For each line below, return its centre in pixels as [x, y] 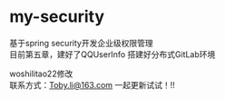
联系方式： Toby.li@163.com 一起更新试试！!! [92, 84]
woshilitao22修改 [41, 74]
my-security [57, 17]
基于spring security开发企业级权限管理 [81, 43]
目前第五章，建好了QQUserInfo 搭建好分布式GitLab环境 [112, 54]
